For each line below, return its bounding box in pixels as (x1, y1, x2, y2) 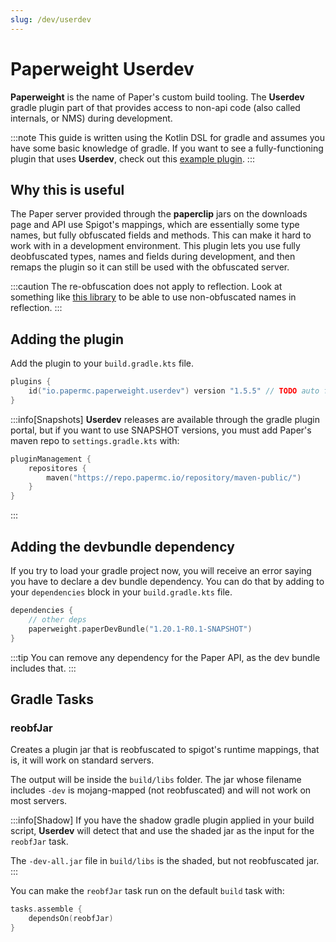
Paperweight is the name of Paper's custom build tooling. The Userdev (10, 91, 305, 103)
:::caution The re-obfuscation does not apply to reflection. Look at (10, 281, 283, 293)
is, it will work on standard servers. (10, 754, 155, 766)
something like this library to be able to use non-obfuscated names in (10, 291, 297, 303)
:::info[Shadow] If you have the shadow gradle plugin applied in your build (10, 814, 315, 826)
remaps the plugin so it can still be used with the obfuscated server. (10, 261, 290, 273)
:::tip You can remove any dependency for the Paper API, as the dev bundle (10, 651, 321, 663)
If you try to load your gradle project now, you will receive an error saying (10, 565, 312, 576)
